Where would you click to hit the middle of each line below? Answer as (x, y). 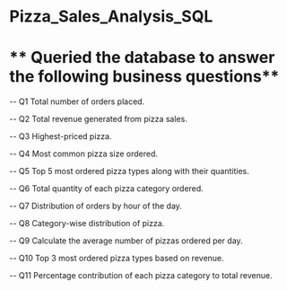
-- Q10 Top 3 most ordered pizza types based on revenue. (117, 259)
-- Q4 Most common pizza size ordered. (84, 154)
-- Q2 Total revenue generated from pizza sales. (99, 119)
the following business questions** (144, 77)
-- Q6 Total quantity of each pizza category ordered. (106, 189)
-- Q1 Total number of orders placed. (77, 101)
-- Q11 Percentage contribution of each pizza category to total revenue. (141, 276)
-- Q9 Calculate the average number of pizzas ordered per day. (126, 241)
